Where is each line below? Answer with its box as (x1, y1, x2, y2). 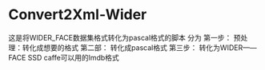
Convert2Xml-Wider (8, 6, 147, 24)
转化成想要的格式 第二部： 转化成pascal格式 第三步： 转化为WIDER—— (22, 42, 258, 52)
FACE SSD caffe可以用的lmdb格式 (8, 52, 120, 62)
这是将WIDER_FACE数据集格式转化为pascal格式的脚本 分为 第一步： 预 (8, 33, 241, 42)
